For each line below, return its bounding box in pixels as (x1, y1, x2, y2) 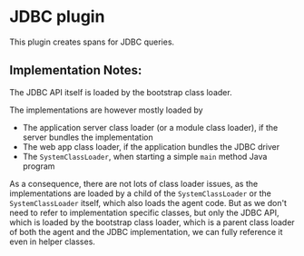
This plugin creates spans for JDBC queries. (9, 36, 175, 47)
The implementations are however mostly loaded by (9, 104, 203, 115)
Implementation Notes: (9, 63, 142, 78)
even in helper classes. (9, 236, 95, 247)
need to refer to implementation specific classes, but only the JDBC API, (9, 207, 279, 218)
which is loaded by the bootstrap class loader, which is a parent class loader (9, 216, 295, 228)
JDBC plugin (9, 6, 105, 27)
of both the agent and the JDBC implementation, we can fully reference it (9, 226, 283, 237)
